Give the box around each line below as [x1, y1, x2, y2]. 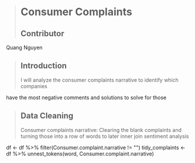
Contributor [20, 29, 64, 39]
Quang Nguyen [6, 44, 43, 51]
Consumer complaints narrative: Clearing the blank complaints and [20, 126, 182, 133]
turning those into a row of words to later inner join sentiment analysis [20, 133, 189, 140]
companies [20, 82, 48, 89]
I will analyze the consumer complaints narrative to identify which [20, 76, 179, 84]
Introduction [20, 61, 67, 71]
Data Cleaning [20, 111, 74, 121]
